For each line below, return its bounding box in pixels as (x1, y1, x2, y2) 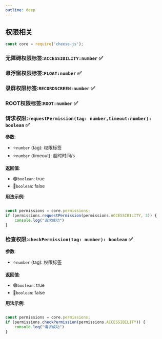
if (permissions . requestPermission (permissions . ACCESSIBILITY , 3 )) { (5, 213, 157, 218)
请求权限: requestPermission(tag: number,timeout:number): (5, 115, 152, 122)
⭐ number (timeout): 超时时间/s (12, 153, 75, 159)
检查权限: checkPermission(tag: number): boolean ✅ (5, 236, 133, 243)
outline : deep (5, 7, 36, 13)
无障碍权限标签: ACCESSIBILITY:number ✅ (5, 55, 104, 62)
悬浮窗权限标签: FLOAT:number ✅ (5, 70, 82, 77)
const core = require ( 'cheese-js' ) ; (5, 41, 84, 47)
